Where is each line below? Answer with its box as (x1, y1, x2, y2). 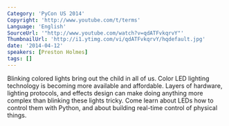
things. (7, 111, 27, 119)
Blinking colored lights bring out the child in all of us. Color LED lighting (7, 74, 210, 82)
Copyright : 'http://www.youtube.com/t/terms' (7, 17, 140, 24)
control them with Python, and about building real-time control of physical (7, 103, 218, 111)
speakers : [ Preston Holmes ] (7, 49, 89, 56)
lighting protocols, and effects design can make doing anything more (7, 89, 203, 97)
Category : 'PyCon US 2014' (7, 10, 85, 17)
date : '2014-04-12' (7, 42, 64, 49)
